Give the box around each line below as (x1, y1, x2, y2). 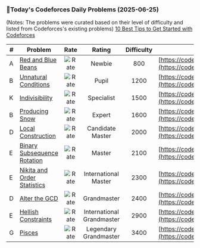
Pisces (19, 229, 39, 237)
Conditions (19, 80, 50, 89)
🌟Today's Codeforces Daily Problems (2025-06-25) (6, 5, 159, 14)
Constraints (19, 215, 52, 224)
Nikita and (19, 166, 48, 175)
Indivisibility (19, 94, 53, 102)
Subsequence (19, 149, 58, 157)
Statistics (19, 181, 46, 190)
